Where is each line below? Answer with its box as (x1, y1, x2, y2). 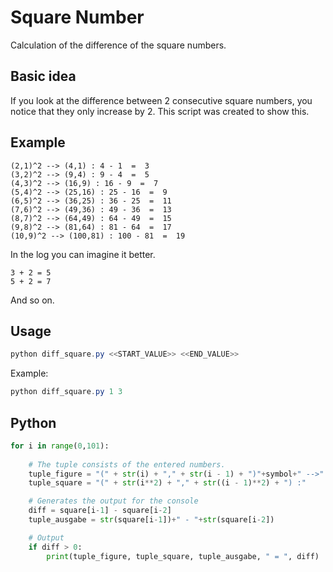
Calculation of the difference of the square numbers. (10, 39, 227, 51)
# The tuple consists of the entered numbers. (28, 459, 226, 470)
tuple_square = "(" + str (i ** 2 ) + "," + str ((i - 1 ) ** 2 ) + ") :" (28, 478, 307, 488)
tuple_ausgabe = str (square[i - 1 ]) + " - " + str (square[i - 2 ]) (28, 515, 275, 525)
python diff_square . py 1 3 (10, 387, 123, 397)
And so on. (10, 294, 55, 306)
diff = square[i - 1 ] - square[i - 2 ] (28, 506, 172, 516)
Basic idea (10, 68, 77, 85)
